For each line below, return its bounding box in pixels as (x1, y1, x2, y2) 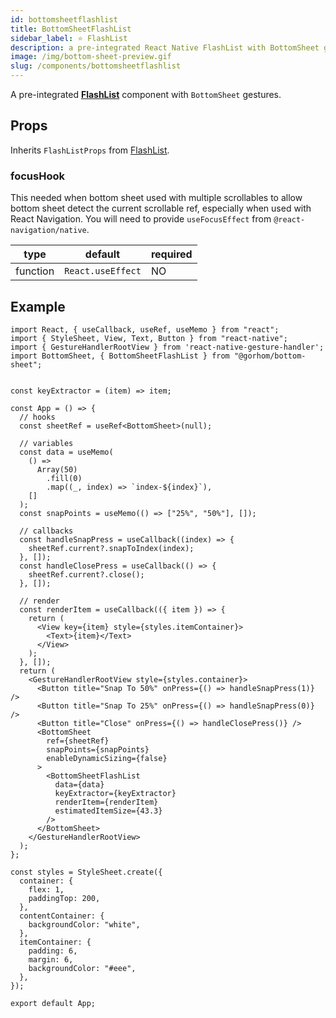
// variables (19, 438, 74, 448)
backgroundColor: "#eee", (28, 963, 137, 973)
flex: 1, (28, 884, 65, 895)
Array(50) (36, 464, 78, 475)
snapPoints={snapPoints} (46, 744, 150, 755)
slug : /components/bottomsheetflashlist (10, 61, 182, 71)
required (150, 247, 193, 261)
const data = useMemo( (19, 447, 114, 457)
